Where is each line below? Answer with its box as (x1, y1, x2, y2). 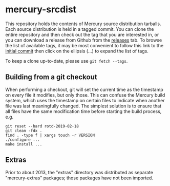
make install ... (5, 141, 42, 147)
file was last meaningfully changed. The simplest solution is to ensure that (5, 103, 162, 109)
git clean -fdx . (5, 128, 42, 133)
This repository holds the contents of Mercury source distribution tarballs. (5, 21, 161, 27)
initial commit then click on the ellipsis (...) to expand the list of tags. (5, 48, 148, 54)
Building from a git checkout (5, 73, 97, 82)
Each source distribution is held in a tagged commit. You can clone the (5, 26, 154, 32)
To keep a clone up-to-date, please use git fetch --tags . (5, 58, 128, 64)
